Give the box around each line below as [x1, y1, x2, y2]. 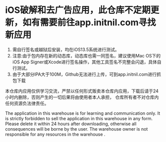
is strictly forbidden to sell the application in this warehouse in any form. [5, 115, 153, 121]
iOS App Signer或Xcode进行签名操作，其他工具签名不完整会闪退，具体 [12, 59, 158, 65]
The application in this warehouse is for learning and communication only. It [5, 110, 161, 116]
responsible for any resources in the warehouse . [5, 131, 106, 137]
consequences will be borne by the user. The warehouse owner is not [5, 126, 148, 132]
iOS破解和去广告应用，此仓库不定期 [5, 4, 151, 16]
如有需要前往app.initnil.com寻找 [22, 17, 156, 28]
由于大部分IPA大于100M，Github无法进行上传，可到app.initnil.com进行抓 [12, 71, 162, 77]
